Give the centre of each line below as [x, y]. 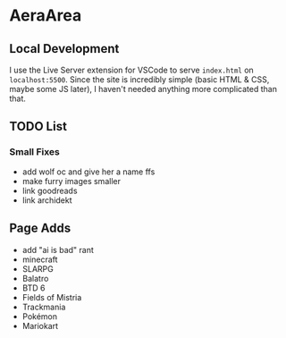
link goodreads [50, 190]
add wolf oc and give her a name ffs [88, 172]
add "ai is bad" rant [58, 249]
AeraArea [46, 16]
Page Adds [40, 228]
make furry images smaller [71, 181]
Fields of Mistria [52, 297]
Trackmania [44, 307]
